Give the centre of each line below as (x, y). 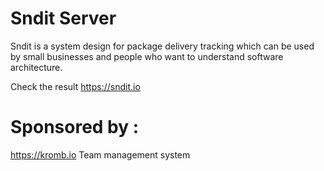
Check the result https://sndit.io (75, 86)
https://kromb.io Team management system (100, 154)
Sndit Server (63, 18)
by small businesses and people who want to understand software (147, 56)
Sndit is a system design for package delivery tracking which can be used (162, 46)
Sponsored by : (75, 127)
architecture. (36, 67)
